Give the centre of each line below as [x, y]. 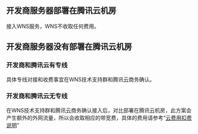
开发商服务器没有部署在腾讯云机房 [69, 47]
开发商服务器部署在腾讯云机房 [61, 11]
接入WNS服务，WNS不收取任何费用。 [53, 26]
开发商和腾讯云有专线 [37, 66]
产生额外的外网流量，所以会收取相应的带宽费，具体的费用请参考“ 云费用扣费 [99, 117]
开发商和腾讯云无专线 [37, 96]
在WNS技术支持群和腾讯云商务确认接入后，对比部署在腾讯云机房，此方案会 [99, 110]
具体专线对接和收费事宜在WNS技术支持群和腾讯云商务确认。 [81, 79]
